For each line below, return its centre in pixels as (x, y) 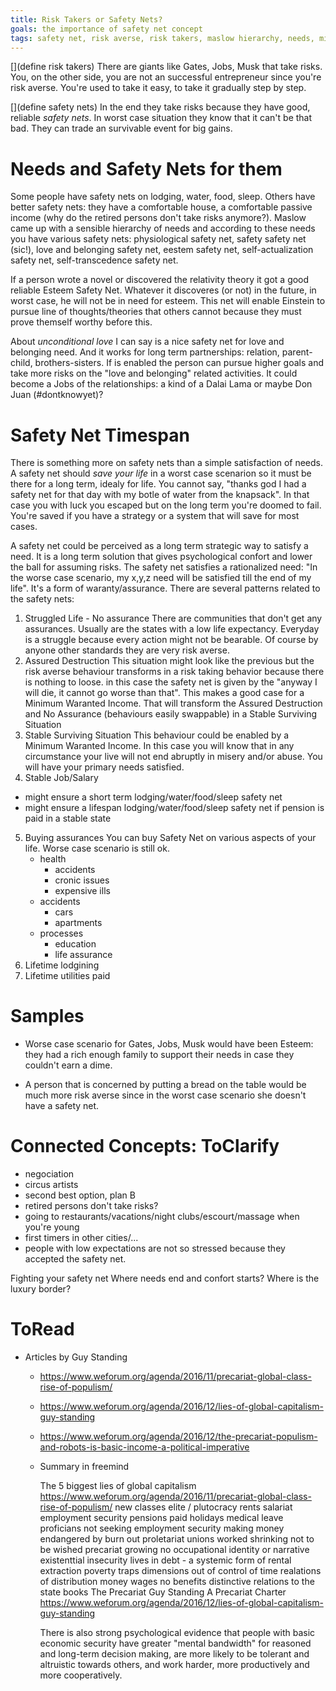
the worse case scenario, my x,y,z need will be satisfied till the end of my (161, 578)
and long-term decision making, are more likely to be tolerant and (174, 1654)
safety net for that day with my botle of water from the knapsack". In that (160, 495)
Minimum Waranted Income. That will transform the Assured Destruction (173, 703)
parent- (297, 352)
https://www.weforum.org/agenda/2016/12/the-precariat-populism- (178, 1437)
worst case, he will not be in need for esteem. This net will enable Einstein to (168, 301)
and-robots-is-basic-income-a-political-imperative (144, 1447)
